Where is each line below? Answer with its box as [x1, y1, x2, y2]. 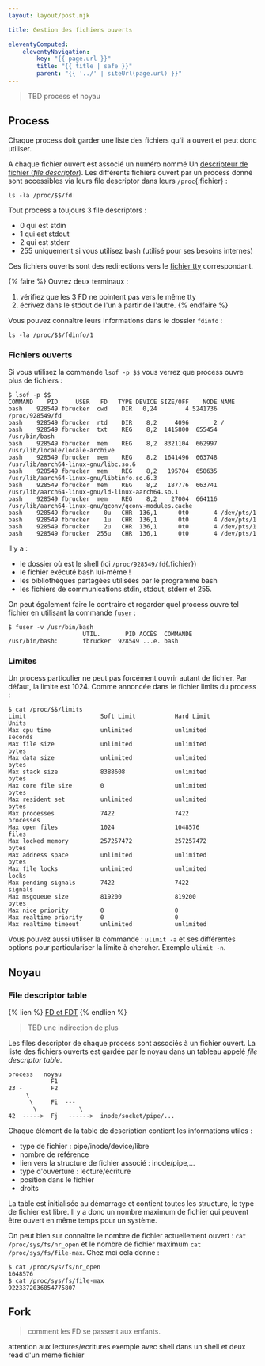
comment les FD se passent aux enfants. [27, 1326, 161, 1336]
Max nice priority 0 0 [8, 906, 179, 915]
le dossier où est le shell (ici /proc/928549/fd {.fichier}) [19, 559, 197, 568]
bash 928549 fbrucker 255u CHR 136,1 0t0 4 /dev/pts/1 [8, 529, 257, 537]
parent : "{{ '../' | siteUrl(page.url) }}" [36, 70, 182, 78]
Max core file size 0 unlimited [8, 782, 207, 790]
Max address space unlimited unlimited [8, 851, 207, 860]
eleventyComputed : [8, 40, 69, 48]
